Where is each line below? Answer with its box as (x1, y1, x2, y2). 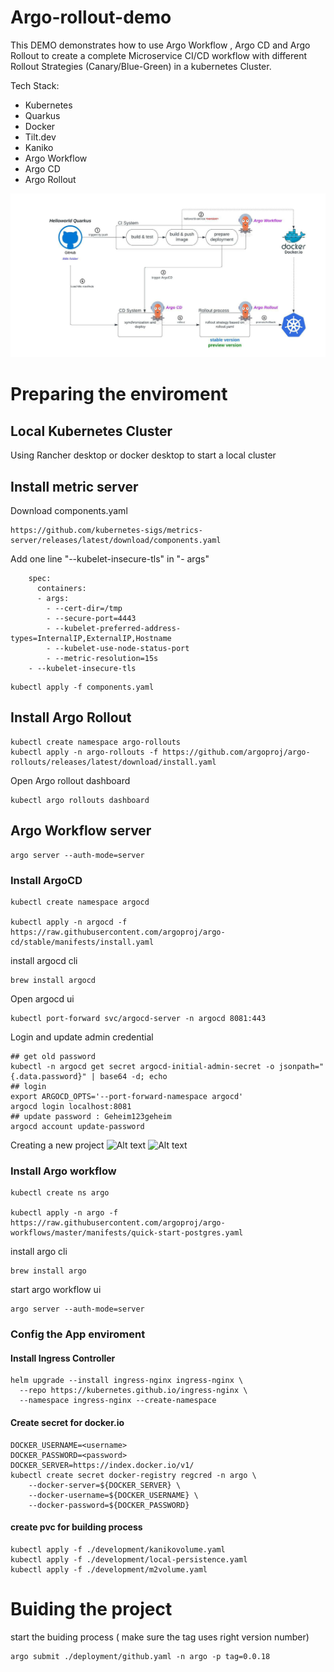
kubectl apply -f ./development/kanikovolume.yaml (10, 1544, 226, 1555)
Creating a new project (10, 1139, 105, 1151)
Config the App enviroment (10, 1327, 146, 1341)
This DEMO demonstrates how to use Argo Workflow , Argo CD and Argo (10, 39, 311, 51)
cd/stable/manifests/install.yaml (10, 937, 155, 947)
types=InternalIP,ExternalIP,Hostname (10, 634, 172, 644)
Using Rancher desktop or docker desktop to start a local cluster (10, 449, 277, 461)
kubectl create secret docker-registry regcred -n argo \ (10, 1470, 257, 1480)
